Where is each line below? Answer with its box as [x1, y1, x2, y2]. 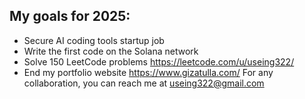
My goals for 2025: [9, 8, 131, 25]
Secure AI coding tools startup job [23, 34, 165, 46]
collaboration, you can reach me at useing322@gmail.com [23, 77, 265, 89]
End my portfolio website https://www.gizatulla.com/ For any [23, 66, 274, 78]
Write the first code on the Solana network [23, 45, 199, 57]
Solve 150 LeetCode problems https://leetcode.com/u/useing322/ [23, 55, 295, 68]
